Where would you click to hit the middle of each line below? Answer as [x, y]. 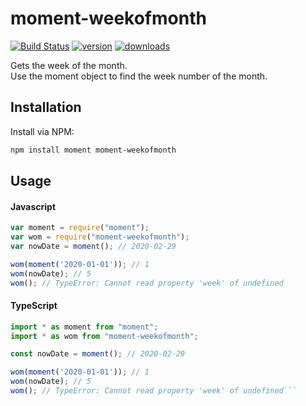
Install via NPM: [42, 131]
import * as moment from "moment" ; [84, 327]
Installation [46, 107]
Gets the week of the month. [69, 65]
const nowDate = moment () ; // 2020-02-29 [98, 354]
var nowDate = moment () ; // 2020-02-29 [93, 246]
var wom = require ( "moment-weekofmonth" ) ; [100, 237]
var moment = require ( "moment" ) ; [80, 228]
